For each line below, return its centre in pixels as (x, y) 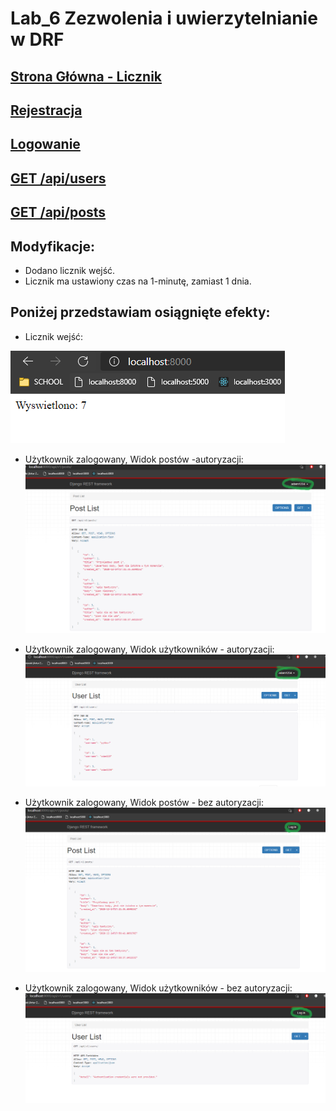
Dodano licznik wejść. (70, 270)
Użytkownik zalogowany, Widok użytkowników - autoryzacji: (149, 649)
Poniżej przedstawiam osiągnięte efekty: (140, 312)
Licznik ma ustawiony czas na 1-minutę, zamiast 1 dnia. (138, 281)
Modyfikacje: (53, 246)
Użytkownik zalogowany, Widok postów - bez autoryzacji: (144, 803)
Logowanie (45, 144)
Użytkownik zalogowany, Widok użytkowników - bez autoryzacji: (158, 988)
